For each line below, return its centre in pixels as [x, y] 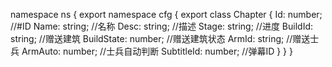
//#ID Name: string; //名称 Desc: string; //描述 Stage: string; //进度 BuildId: [161, 26]
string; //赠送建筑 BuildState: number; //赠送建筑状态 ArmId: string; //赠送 [160, 38]
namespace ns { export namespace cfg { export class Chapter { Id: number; [166, 14]
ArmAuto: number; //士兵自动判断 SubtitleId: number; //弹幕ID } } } [157, 51]
